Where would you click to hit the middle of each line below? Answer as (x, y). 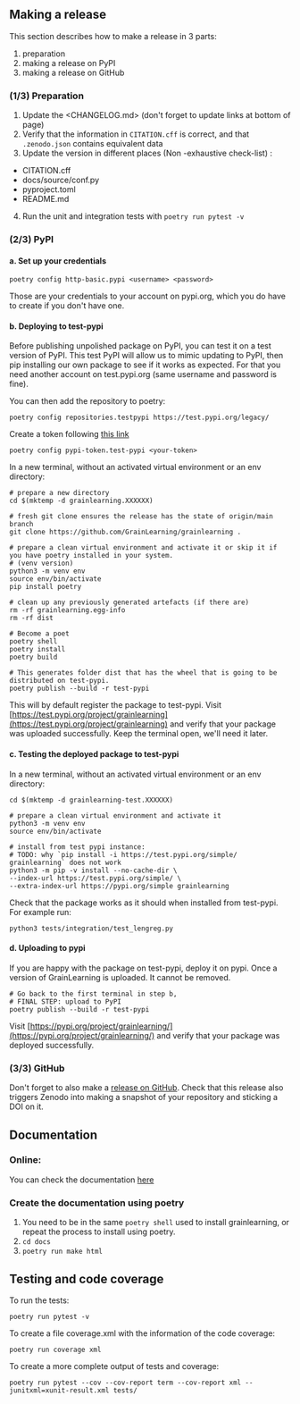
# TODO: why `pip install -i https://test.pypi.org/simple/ (124, 854)
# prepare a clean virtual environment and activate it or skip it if (143, 548)
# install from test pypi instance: (77, 847)
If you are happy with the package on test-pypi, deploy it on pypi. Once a (143, 968)
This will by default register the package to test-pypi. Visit (115, 705)
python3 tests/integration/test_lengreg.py (92, 929)
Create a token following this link (69, 434)
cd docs (36, 1242)
